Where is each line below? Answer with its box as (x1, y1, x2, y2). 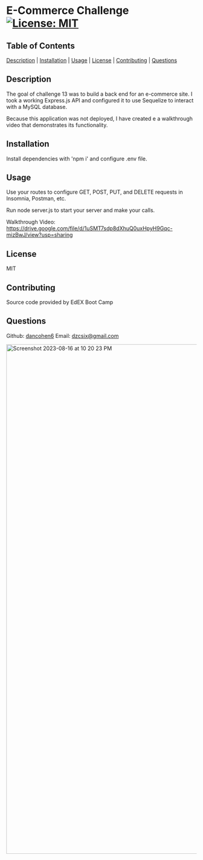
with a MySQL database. (6, 103, 68, 110)
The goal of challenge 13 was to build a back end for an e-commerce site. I (6, 90, 193, 98)
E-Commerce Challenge (6, 4, 129, 18)
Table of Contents (6, 41, 76, 51)
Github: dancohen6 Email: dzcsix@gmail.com (6, 332, 119, 339)
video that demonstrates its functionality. (6, 121, 108, 128)
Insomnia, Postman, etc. (6, 195, 66, 202)
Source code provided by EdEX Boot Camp (6, 299, 114, 306)
